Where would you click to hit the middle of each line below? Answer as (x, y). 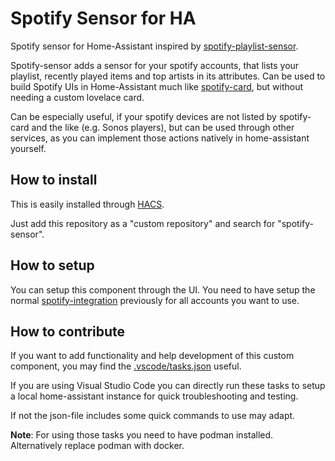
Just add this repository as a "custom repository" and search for (143, 223)
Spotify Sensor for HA (103, 18)
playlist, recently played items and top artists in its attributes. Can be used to (168, 76)
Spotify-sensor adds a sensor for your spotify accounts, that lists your (155, 65)
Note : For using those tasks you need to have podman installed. (142, 435)
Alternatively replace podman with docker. (97, 446)
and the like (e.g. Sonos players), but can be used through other (163, 127)
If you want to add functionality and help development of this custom (152, 356)
